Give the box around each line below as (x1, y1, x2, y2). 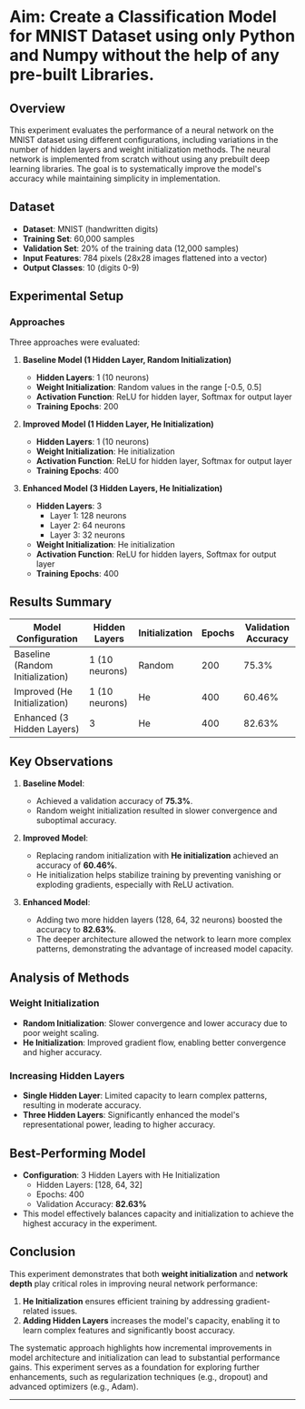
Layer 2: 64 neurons (49, 519, 125, 530)
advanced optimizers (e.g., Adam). (9, 1381, 139, 1392)
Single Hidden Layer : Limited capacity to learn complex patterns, (22, 1090, 268, 1102)
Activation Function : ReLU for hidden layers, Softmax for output (35, 549, 277, 559)
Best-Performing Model (9, 1145, 146, 1161)
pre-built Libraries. (9, 65, 154, 86)
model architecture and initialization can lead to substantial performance (9, 1352, 280, 1363)
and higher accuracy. (22, 1046, 103, 1057)
